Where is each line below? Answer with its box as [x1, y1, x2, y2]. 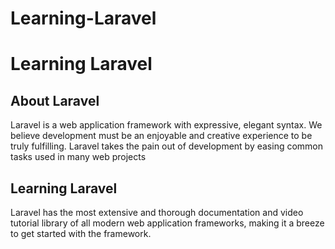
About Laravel [10, 92, 100, 109]
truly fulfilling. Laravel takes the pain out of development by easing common [10, 140, 324, 152]
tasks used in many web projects [10, 151, 147, 163]
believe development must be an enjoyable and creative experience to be [10, 130, 313, 142]
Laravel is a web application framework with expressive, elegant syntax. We [10, 119, 323, 131]
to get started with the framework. [10, 228, 152, 239]
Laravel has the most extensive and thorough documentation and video [10, 207, 304, 218]
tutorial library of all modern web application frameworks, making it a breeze [10, 217, 325, 229]
